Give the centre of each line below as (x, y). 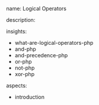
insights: (17, 31)
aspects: (17, 86)
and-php (25, 49)
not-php (25, 68)
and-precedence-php (41, 55)
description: (21, 20)
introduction (29, 97)
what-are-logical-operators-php (54, 43)
